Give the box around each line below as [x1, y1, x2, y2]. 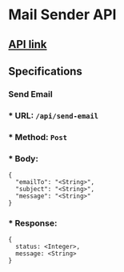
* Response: [8, 218, 58, 229]
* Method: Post [8, 131, 68, 142]
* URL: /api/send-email [8, 110, 98, 121]
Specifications [8, 64, 82, 78]
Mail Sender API [8, 6, 117, 24]
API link [8, 38, 47, 51]
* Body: [8, 153, 38, 164]
